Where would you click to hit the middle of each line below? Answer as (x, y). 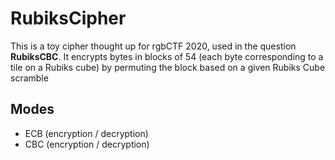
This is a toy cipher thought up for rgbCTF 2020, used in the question (153, 46)
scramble (29, 78)
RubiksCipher (68, 18)
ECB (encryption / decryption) (86, 133)
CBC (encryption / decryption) (87, 144)
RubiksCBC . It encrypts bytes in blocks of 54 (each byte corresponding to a (167, 56)
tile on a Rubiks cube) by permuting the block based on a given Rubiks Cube (168, 67)
